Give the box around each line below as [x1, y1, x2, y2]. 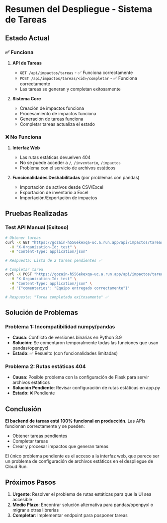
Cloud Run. [5, 463, 28, 470]
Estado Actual [5, 34, 50, 42]
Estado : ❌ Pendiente [12, 390, 55, 396]
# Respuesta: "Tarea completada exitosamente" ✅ [5, 295, 109, 299]
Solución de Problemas [5, 308, 79, 316]
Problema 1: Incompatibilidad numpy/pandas [5, 323, 115, 330]
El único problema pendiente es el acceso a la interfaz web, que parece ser [5, 453, 160, 459]
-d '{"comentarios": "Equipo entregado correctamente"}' [9, 286, 130, 291]
